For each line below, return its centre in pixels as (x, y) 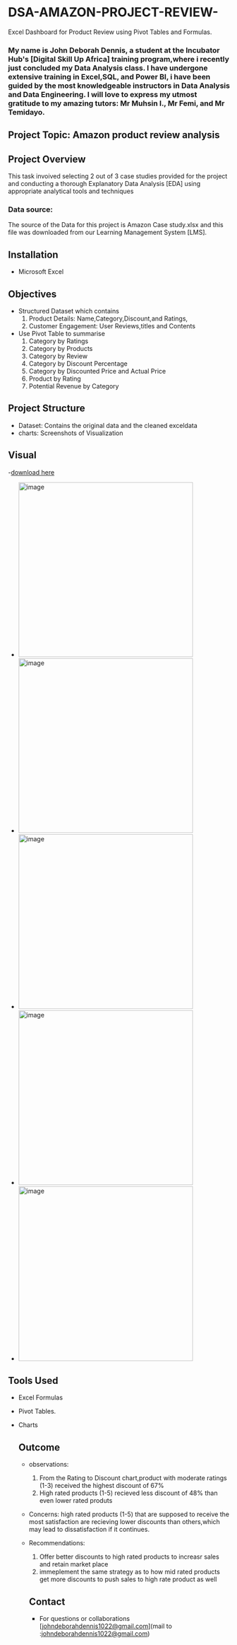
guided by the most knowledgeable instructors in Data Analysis (119, 86)
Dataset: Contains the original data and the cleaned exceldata (108, 425)
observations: (49, 1465)
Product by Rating (55, 379)
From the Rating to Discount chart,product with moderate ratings (133, 1478)
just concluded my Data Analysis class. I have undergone (108, 68)
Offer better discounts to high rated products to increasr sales (129, 1557)
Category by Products (61, 348)
